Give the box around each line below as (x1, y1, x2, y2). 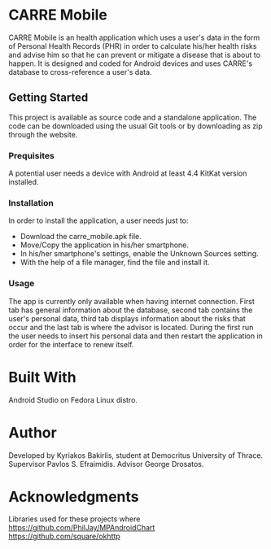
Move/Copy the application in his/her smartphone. (20, 240, 190, 250)
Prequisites (8, 150, 55, 161)
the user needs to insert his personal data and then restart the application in (8, 331, 263, 341)
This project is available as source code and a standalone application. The (8, 112, 257, 122)
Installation (8, 197, 55, 208)
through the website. (8, 129, 78, 139)
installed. (8, 177, 39, 187)
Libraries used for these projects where (8, 514, 141, 524)
